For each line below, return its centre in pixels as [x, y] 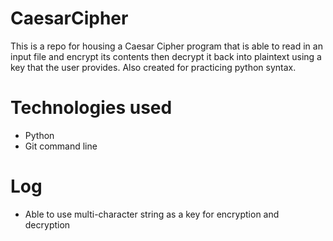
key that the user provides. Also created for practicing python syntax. [153, 67]
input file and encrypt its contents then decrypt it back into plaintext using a [166, 56]
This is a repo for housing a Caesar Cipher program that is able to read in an [166, 46]
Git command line [61, 146]
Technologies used [91, 108]
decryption [47, 224]
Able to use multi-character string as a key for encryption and [152, 214]
